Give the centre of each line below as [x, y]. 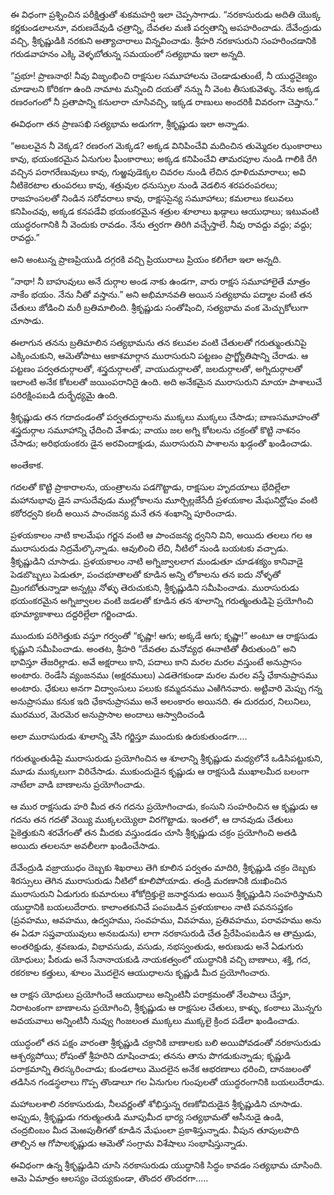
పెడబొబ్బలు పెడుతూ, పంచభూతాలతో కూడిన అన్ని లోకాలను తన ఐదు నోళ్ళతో [146, 574]
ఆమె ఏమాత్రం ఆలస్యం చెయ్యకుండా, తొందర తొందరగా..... [109, 1178]
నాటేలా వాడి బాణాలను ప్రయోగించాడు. [78, 784]
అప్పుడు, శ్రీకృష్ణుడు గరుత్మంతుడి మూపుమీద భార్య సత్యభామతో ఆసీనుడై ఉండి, [147, 1117]
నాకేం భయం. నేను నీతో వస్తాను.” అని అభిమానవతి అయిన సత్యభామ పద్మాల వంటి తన [161, 294]
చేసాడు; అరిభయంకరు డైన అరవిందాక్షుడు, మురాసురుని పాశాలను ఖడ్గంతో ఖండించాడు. [161, 443]
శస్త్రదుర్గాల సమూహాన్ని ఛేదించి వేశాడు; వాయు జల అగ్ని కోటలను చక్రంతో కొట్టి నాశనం [155, 430]
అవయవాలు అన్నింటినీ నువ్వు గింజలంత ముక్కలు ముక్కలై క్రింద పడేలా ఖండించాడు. [155, 1020]
